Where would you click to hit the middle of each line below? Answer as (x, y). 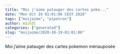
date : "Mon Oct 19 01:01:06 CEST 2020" (46, 14)
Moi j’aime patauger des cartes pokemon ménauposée (60, 46)
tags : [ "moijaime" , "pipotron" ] (38, 19)
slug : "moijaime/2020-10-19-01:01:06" (45, 32)
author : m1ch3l (21, 23)
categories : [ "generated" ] (33, 28)
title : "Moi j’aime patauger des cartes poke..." (57, 10)
